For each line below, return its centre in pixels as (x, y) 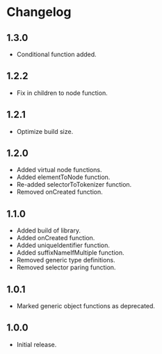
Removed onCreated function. (60, 192)
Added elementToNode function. (63, 177)
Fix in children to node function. (62, 93)
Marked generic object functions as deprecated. (86, 306)
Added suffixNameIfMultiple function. (70, 253)
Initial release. (37, 344)
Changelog (39, 12)
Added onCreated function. (56, 238)
